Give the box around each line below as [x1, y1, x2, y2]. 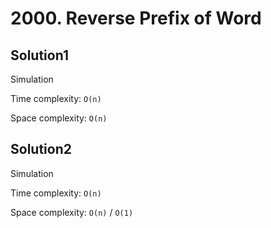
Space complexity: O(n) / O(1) [10, 206, 134, 218]
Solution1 [10, 47, 69, 64]
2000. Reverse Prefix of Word [10, 7, 262, 30]
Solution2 [10, 141, 72, 158]
